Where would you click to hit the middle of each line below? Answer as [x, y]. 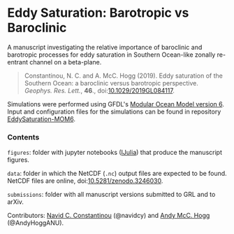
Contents [23, 137]
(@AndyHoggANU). [36, 223]
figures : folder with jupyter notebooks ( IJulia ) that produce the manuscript [115, 153]
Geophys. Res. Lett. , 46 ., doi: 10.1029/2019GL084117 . [99, 90]
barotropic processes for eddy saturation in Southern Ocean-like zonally [111, 55]
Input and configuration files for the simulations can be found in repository [114, 111]
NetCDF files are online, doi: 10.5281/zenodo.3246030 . [85, 181]
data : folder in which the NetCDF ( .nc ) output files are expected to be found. [117, 174]
